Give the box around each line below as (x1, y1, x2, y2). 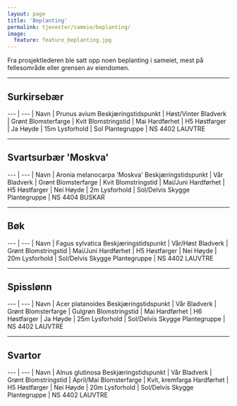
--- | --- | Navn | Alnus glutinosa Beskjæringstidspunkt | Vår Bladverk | (7, 369, 212, 377)
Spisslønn (7, 281, 52, 293)
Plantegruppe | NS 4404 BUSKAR (7, 192, 106, 202)
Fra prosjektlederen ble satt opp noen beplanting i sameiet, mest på (7, 56, 204, 64)
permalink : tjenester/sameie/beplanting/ (7, 23, 131, 30)
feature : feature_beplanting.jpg (13, 37, 112, 44)
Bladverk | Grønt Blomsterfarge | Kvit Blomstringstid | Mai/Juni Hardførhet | (7, 178, 226, 186)
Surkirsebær (7, 91, 64, 103)
